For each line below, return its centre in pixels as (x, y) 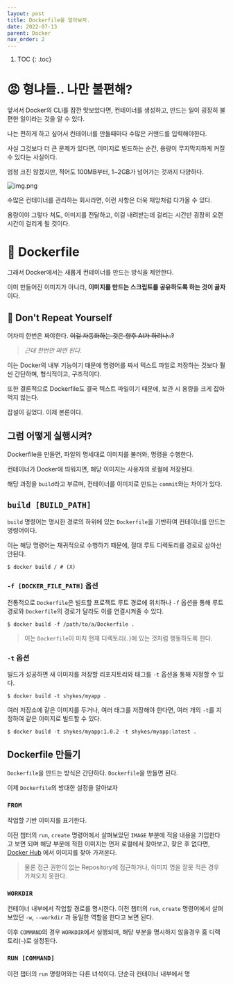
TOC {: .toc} (34, 59)
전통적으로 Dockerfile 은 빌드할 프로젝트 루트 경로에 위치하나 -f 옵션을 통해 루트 (115, 602)
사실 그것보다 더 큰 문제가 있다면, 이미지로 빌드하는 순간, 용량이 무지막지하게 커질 (116, 148)
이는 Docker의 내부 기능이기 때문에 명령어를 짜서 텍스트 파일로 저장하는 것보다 (113, 365)
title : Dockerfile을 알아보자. (49, 20)
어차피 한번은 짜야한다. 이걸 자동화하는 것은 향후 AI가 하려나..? (91, 335)
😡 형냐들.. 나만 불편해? (70, 89)
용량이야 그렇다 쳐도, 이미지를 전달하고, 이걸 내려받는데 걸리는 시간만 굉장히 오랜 (115, 215)
